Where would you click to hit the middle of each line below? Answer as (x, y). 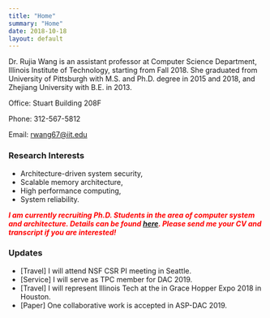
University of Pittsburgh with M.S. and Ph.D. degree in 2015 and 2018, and (132, 79)
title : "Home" (32, 16)
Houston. (35, 296)
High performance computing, (71, 191)
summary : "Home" (36, 24)
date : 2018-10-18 (38, 31)
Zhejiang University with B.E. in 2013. (70, 88)
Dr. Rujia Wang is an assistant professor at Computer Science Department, (133, 62)
